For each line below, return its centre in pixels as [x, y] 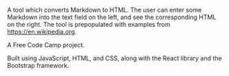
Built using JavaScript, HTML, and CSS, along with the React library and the [114, 58]
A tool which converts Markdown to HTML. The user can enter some [104, 10]
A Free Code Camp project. [46, 45]
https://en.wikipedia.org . [42, 31]
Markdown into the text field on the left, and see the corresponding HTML [112, 17]
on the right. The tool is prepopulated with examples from [89, 24]
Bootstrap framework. [38, 65]
